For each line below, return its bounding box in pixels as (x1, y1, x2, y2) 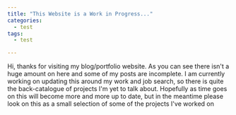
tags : (7, 30, 23, 37)
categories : (7, 17, 42, 24)
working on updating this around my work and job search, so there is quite (7, 77, 224, 85)
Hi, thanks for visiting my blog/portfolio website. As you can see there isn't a (7, 62, 230, 71)
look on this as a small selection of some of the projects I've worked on (7, 99, 214, 108)
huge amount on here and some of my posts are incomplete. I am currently (7, 70, 225, 78)
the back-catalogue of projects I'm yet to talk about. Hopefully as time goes (7, 85, 228, 93)
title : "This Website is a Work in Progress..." (7, 10, 153, 18)
